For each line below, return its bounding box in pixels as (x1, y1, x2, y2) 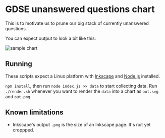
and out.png (5, 93, 30, 99)
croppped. (12, 127, 34, 133)
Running (5, 59, 33, 68)
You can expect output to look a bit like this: (5, 35, 96, 41)
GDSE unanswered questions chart (5, 4, 155, 15)
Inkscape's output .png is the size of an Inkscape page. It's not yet (12, 121, 151, 127)
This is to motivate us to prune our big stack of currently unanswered (5, 20, 149, 26)
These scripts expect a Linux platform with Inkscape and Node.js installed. (5, 73, 160, 79)
